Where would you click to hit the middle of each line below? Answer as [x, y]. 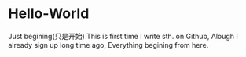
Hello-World [49, 14]
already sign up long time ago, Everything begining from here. [108, 45]
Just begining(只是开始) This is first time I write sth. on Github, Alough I [123, 36]
